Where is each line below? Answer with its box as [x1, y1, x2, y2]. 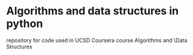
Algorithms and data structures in [6, 4, 179, 18]
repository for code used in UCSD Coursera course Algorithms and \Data [6, 36, 188, 44]
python [6, 17, 43, 30]
